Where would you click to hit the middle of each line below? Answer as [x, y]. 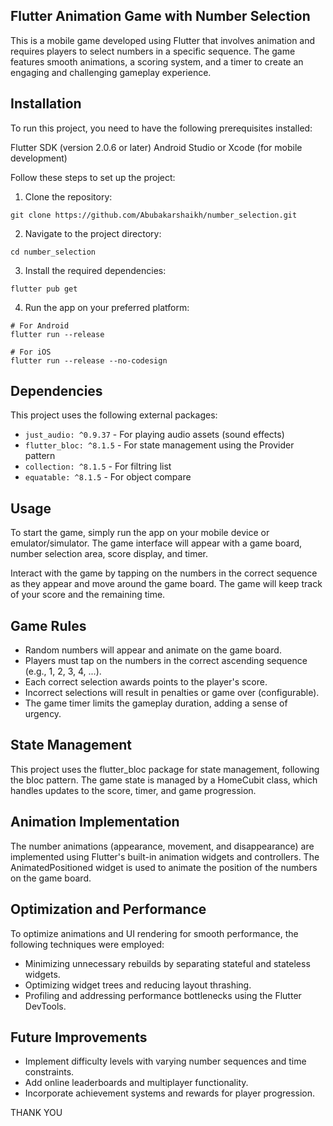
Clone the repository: [68, 196]
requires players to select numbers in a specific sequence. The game [153, 51]
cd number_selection [53, 252]
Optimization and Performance [108, 909]
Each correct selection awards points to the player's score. [146, 682]
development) [39, 158]
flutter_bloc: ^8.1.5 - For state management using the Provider [159, 445]
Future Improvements [79, 1037]
